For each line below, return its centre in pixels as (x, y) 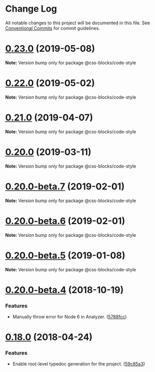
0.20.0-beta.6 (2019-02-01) (65, 221)
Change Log (31, 9)
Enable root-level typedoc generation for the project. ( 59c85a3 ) (79, 364)
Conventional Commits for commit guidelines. (53, 28)
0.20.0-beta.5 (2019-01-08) (65, 255)
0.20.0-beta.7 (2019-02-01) (65, 187)
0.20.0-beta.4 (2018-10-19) (64, 290)
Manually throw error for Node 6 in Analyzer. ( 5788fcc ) (70, 316)
